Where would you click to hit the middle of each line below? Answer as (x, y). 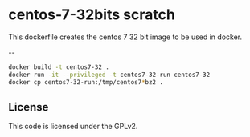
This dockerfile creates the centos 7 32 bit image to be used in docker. (125, 37)
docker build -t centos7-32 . (59, 67)
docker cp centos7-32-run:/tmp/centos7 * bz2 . (86, 82)
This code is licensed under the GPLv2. (73, 127)
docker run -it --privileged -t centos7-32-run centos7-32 (109, 75)
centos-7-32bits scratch (92, 15)
